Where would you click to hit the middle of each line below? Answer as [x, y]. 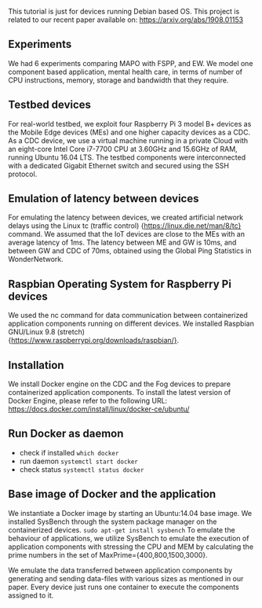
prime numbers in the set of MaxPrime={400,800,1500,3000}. [108, 555]
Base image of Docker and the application [112, 494]
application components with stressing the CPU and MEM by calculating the [131, 547]
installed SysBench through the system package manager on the [113, 521]
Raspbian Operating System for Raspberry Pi [120, 284]
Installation [36, 365]
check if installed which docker [69, 452]
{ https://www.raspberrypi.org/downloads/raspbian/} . [94, 341]
